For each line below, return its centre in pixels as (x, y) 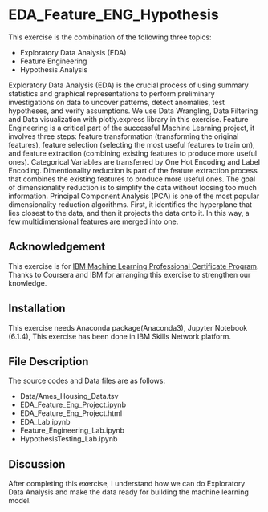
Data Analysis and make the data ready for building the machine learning (128, 492)
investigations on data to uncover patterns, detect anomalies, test (117, 102)
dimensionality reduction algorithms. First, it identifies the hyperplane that (130, 204)
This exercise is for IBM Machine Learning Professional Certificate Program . (134, 266)
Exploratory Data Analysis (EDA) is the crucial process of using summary (128, 85)
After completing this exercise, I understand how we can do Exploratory (127, 484)
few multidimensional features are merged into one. (93, 221)
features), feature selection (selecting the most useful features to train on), (132, 144)
